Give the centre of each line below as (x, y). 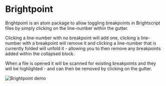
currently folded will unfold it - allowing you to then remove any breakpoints (83, 48)
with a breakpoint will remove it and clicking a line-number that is (89, 43)
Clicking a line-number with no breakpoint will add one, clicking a (72, 38)
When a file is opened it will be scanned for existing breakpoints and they (81, 63)
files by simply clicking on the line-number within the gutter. (67, 28)
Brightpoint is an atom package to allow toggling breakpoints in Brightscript (83, 23)
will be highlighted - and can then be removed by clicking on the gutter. (79, 69)
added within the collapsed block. (40, 54)
